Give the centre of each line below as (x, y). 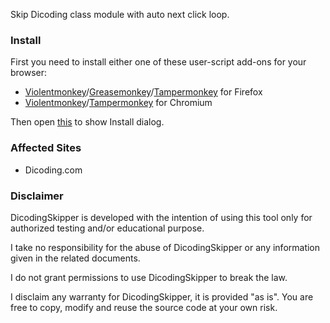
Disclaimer (37, 196)
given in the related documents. (75, 258)
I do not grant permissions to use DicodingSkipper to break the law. (149, 277)
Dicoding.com (53, 170)
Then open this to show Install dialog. (87, 122)
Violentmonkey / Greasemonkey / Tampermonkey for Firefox (143, 92)
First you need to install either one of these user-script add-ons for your (158, 62)
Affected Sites (46, 148)
